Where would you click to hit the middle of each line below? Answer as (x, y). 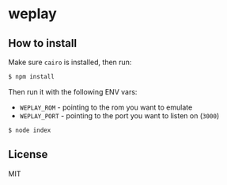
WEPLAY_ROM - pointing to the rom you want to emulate (106, 107)
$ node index (30, 130)
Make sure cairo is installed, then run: (70, 62)
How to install (43, 43)
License (28, 154)
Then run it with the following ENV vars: (73, 91)
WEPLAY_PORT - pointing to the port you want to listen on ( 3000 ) (119, 115)
